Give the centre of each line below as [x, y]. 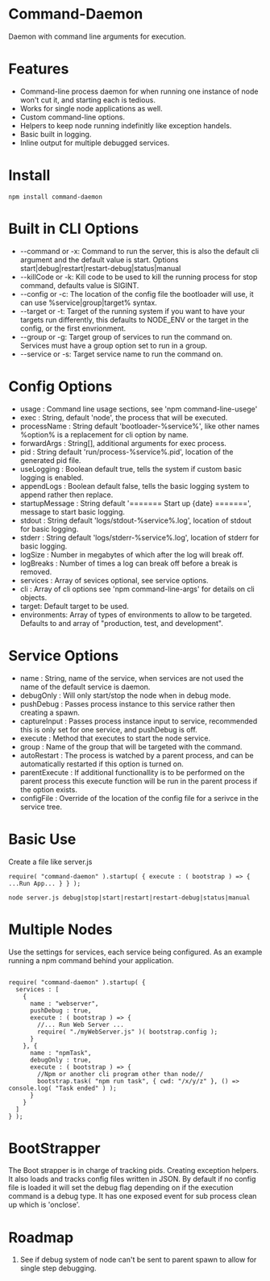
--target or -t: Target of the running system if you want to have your [133, 311]
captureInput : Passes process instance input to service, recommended [139, 721]
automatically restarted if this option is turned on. [102, 764]
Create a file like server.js [50, 862]
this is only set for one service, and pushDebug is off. [108, 729]
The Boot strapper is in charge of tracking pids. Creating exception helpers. [134, 1170]
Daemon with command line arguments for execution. [98, 36]
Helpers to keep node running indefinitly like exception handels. [126, 125]
